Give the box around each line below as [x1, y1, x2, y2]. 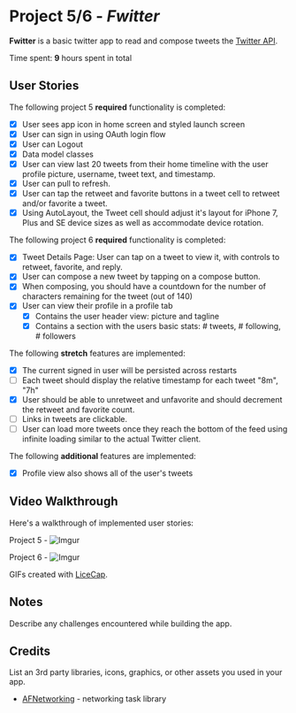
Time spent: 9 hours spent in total [9, 52, 133, 63]
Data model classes [21, 149, 95, 159]
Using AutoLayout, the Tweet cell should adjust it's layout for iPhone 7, [21, 208, 278, 218]
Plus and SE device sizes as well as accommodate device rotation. [21, 218, 264, 228]
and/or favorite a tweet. [21, 198, 108, 209]
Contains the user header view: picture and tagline [34, 310, 219, 321]
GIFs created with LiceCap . [9, 569, 108, 579]
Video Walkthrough [9, 494, 118, 510]
